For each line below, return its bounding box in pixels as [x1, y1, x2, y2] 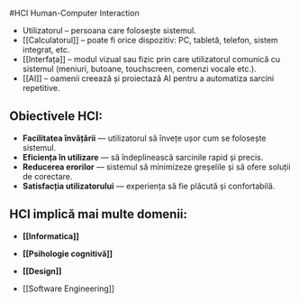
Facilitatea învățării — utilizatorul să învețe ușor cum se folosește [22, 133, 267, 143]
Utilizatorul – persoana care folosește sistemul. [22, 25, 196, 35]
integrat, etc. [22, 44, 70, 55]
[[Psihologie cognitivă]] [22, 248, 113, 259]
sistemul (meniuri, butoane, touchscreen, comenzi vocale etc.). [22, 63, 257, 74]
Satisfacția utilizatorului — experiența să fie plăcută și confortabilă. [22, 180, 276, 191]
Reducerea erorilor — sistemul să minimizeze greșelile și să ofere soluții [22, 161, 291, 172]
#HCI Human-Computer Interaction [9, 8, 140, 18]
